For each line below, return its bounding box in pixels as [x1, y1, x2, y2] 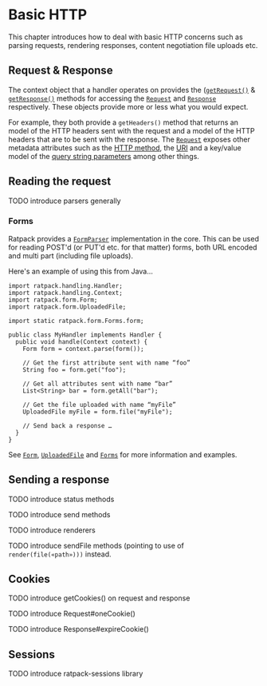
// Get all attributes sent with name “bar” [22, 380, 173, 388]
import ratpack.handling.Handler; [8, 281, 124, 289]
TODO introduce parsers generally [8, 196, 121, 205]
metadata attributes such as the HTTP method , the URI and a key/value [8, 142, 241, 153]
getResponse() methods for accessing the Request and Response [8, 94, 217, 103]
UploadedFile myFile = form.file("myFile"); [22, 408, 173, 416]
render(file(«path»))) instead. [8, 549, 112, 559]
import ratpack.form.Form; [8, 296, 98, 304]
